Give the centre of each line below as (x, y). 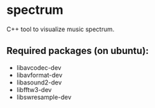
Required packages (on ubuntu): (78, 51)
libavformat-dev (39, 75)
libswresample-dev (44, 97)
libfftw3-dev (34, 89)
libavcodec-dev (39, 67)
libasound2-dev (39, 82)
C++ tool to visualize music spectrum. (61, 29)
